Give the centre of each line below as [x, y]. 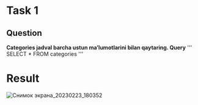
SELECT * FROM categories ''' [45, 54]
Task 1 [22, 11]
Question [24, 33]
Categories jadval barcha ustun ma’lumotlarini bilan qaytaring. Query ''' [99, 47]
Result [23, 79]
